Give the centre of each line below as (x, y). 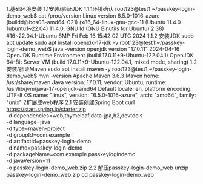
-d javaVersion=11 (28, 160)
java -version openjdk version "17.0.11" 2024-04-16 (116, 49)
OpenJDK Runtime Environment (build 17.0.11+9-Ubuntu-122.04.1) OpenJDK (100, 55)
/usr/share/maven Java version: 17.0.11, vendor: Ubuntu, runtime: (86, 82)
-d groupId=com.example (38, 135)
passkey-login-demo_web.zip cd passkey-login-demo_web (80, 175)
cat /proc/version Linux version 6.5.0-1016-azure (99, 16)
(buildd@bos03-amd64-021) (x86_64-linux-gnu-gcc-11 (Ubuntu (86, 22)
